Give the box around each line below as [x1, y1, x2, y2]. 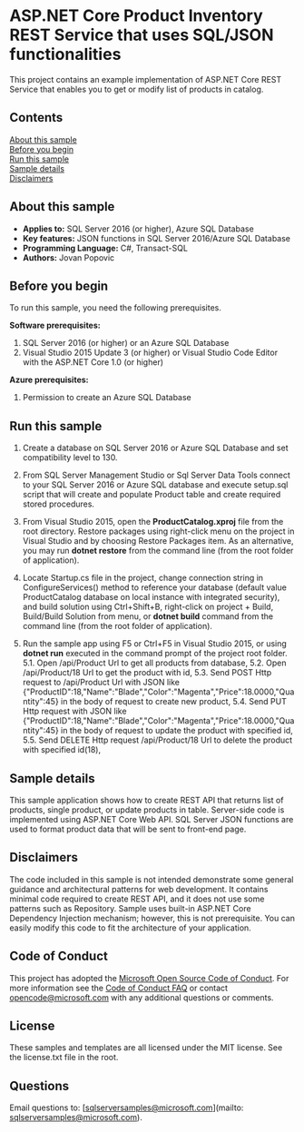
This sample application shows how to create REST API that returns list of [9, 795, 284, 805]
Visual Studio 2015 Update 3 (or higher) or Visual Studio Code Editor [22, 347, 279, 359]
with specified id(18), [22, 744, 102, 755]
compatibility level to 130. [22, 452, 118, 463]
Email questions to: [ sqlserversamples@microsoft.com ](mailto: [9, 1102, 244, 1113]
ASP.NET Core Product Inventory [9, 5, 263, 26]
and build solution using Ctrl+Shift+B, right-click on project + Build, [22, 601, 274, 613]
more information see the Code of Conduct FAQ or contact [9, 982, 229, 993]
